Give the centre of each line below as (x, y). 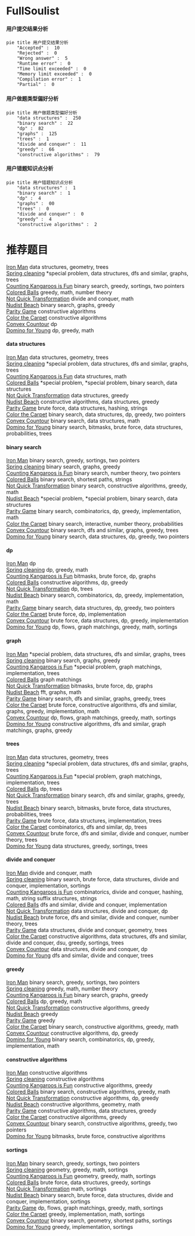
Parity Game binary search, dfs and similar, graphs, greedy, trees (86, 698)
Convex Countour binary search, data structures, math (73, 421)
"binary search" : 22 (45, 123)
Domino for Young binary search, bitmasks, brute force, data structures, (95, 427)
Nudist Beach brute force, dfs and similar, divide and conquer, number (92, 917)
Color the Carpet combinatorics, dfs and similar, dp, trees (77, 827)
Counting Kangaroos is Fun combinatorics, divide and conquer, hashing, (95, 892)
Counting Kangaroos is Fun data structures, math (66, 376)
